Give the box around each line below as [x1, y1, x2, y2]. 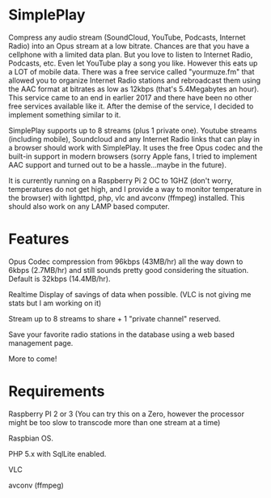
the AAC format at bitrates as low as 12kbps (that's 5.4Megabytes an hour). [8, 83, 260, 94]
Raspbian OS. [8, 433, 54, 443]
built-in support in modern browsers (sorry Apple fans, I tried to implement [8, 151, 257, 161]
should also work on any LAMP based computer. [8, 201, 170, 211]
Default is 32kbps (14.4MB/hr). [8, 274, 111, 283]
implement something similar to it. [8, 109, 121, 119]
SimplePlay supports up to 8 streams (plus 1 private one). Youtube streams [8, 126, 257, 135]
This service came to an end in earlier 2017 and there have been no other [8, 92, 252, 102]
